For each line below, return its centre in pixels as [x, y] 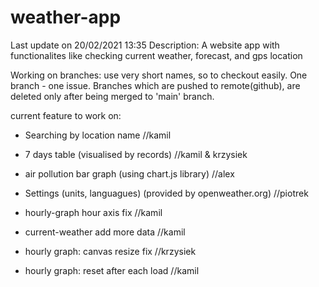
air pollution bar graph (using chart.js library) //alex [129, 173]
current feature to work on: [66, 115]
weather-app [66, 17]
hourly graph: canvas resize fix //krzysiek [110, 251]
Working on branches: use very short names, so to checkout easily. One [159, 75]
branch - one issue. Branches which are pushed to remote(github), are [155, 85]
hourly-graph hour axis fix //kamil [93, 212]
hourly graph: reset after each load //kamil [112, 270]
